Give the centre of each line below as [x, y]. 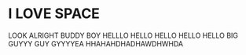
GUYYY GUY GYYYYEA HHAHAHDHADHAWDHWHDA [96, 43]
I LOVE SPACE [54, 14]
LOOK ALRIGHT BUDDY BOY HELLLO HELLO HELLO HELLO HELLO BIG [123, 35]
